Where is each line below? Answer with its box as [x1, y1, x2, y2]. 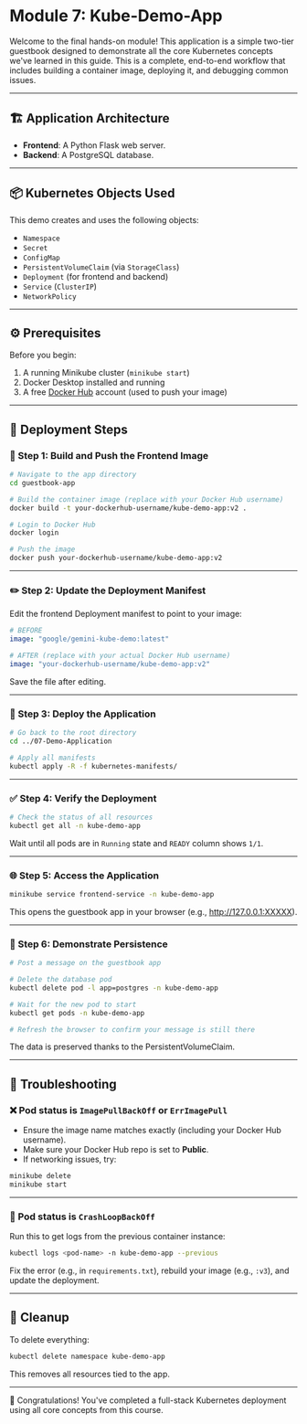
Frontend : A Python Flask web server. [22, 139, 166, 151]
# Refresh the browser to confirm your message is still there [9, 1025, 256, 1034]
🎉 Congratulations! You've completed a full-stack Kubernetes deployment [9, 1395, 287, 1406]
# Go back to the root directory [9, 728, 137, 738]
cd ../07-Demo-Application [9, 737, 112, 746]
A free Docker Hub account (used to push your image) [22, 387, 228, 398]
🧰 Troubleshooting [9, 1076, 117, 1092]
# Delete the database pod [9, 975, 112, 984]
